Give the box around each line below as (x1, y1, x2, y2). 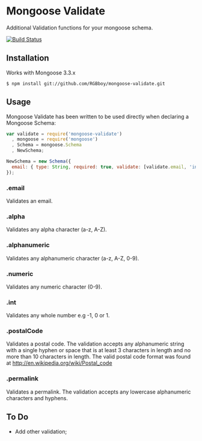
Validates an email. (6, 197, 53, 205)
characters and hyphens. (6, 394, 68, 401)
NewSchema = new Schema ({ (6, 158, 71, 164)
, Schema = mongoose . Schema (11, 142, 82, 148)
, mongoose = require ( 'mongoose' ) (11, 136, 98, 142)
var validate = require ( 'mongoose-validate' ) (6, 131, 122, 137)
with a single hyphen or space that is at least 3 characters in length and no (6, 347, 191, 354)
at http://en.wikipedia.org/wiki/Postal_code (6, 359, 112, 367)
